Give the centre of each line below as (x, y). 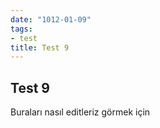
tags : (21, 29)
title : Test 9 (40, 47)
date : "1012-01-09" (51, 19)
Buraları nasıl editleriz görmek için (80, 112)
